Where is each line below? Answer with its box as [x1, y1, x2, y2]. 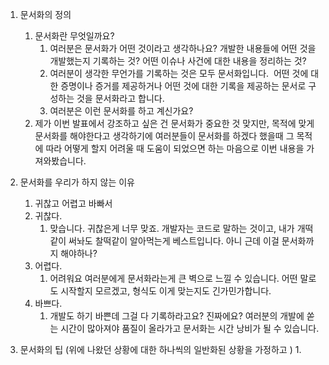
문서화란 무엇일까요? [34, 30, 115, 42]
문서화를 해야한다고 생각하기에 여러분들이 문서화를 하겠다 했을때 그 [34, 130, 295, 142]
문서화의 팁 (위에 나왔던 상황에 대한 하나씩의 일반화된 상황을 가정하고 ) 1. [19, 344, 302, 355]
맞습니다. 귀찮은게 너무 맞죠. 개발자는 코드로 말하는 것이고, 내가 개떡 [49, 223, 314, 234]
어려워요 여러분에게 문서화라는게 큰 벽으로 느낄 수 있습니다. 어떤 [49, 273, 298, 284]
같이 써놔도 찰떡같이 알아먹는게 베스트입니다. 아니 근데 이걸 [49, 235, 280, 247]
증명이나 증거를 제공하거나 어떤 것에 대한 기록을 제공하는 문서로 [60, 80, 307, 92]
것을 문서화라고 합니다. [76, 93, 165, 104]
